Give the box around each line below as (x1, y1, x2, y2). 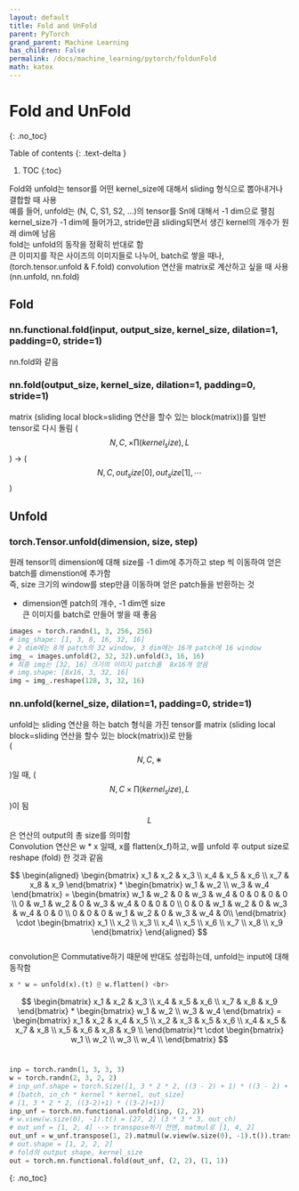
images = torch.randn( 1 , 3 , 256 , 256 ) (9, 627, 153, 636)
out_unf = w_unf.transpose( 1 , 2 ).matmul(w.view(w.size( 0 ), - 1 (9, 1131, 245, 1140)
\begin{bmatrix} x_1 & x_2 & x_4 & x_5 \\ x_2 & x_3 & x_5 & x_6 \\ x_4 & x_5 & (12, 1016, 287, 1026)
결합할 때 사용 (9, 194, 58, 205)
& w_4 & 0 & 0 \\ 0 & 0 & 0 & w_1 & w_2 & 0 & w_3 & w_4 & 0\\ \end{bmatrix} (12, 908, 287, 919)
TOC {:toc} (21, 165, 62, 175)
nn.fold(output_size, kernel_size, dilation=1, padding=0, (9, 379, 256, 392)
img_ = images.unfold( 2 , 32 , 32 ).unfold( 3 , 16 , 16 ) (9, 652, 205, 660)
